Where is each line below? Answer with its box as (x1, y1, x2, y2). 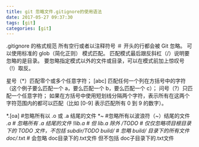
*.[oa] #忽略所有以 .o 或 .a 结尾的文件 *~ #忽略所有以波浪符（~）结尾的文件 (6, 112, 190, 120)
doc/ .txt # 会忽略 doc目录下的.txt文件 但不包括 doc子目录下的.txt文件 (6, 135, 174, 142)
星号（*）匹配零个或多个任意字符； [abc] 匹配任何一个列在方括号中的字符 (6, 77, 186, 85)
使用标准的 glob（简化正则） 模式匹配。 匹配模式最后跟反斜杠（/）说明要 (11, 50, 190, 57)
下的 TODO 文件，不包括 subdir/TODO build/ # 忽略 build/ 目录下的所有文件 (6, 127, 190, 135)
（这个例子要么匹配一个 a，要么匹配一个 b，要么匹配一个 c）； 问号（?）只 (6, 85, 188, 92)
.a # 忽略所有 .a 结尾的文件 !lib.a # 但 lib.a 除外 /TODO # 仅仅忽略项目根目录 (6, 120, 192, 127)
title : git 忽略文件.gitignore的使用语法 (6, 8, 102, 15)
